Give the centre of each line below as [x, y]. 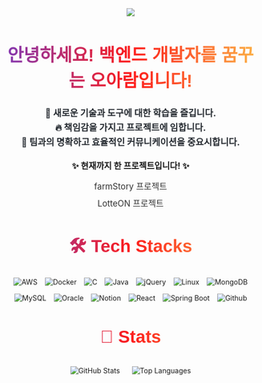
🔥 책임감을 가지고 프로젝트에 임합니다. [131, 127]
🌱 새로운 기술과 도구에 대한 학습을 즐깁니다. [131, 113]
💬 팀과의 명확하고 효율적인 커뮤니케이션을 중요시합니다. [131, 142]
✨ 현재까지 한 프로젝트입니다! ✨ [131, 166]
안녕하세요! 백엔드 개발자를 [112, 55]
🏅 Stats [131, 337]
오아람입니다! [141, 81]
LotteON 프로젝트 [131, 204]
